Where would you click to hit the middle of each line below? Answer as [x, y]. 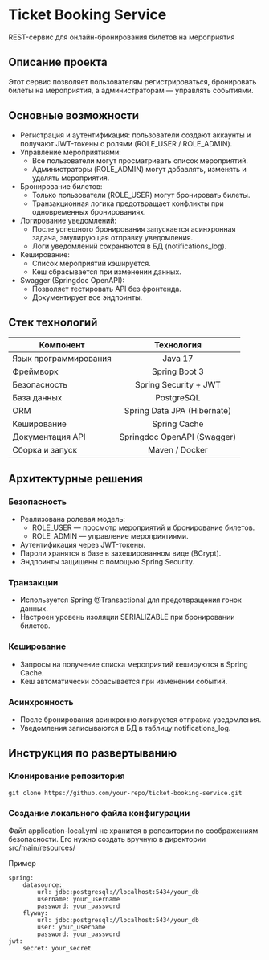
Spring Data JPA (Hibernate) [177, 411]
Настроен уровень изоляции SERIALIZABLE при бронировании [127, 617]
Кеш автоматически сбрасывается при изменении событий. [124, 681]
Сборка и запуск [45, 450]
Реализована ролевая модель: [73, 519]
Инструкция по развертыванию [93, 753]
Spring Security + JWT [178, 385]
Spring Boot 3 [178, 371]
